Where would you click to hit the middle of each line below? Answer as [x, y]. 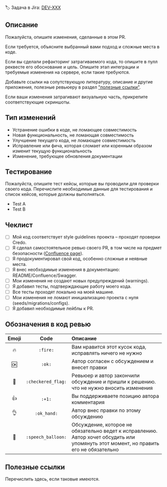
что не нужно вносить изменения [112, 388]
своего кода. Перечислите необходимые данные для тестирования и [79, 189]
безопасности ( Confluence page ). [48, 253]
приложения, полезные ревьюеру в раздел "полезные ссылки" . [73, 87]
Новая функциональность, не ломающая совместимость [73, 135]
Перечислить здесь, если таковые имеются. [52, 479]
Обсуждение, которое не [102, 424]
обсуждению [87, 416]
